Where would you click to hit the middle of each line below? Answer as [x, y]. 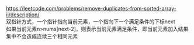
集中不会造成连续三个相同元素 [42, 36]
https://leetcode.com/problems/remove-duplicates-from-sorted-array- [91, 8]
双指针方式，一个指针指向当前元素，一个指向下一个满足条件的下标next [91, 22]
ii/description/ [23, 15]
